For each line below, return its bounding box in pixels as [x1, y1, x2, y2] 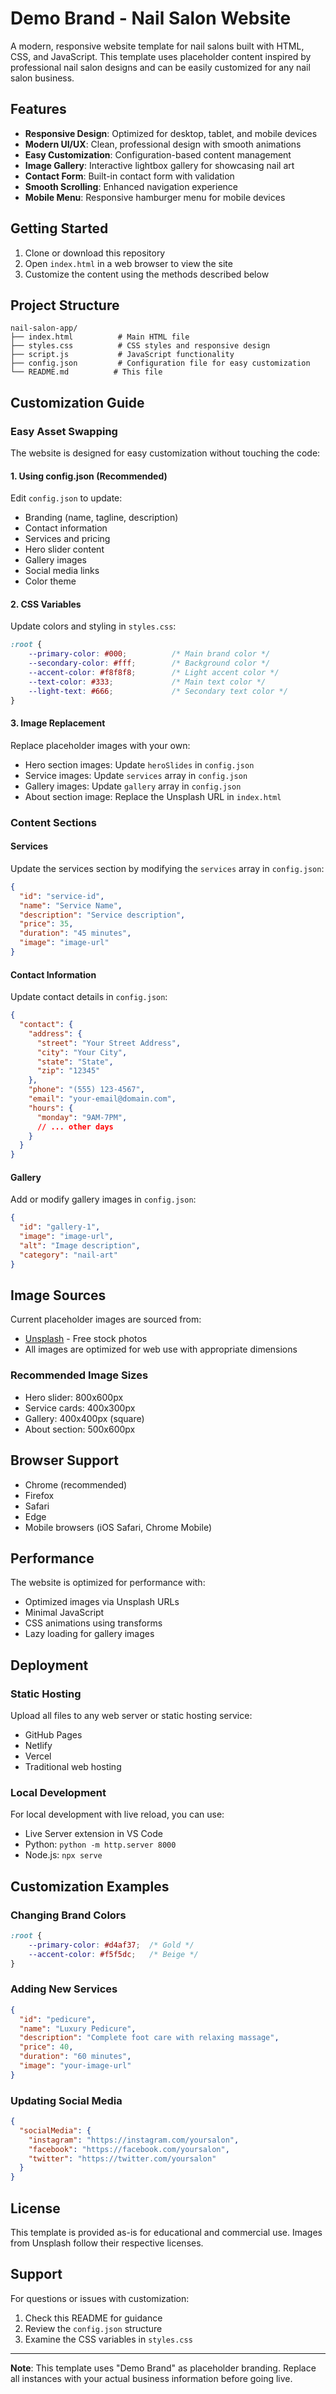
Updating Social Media [10, 2093, 123, 2107]
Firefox [24, 1489, 55, 1501]
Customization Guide [10, 394, 145, 411]
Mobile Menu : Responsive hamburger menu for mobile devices [24, 191, 286, 203]
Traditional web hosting [24, 1761, 122, 1772]
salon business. [10, 72, 75, 84]
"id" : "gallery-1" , [19, 1222, 101, 1232]
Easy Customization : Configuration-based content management [24, 148, 292, 161]
